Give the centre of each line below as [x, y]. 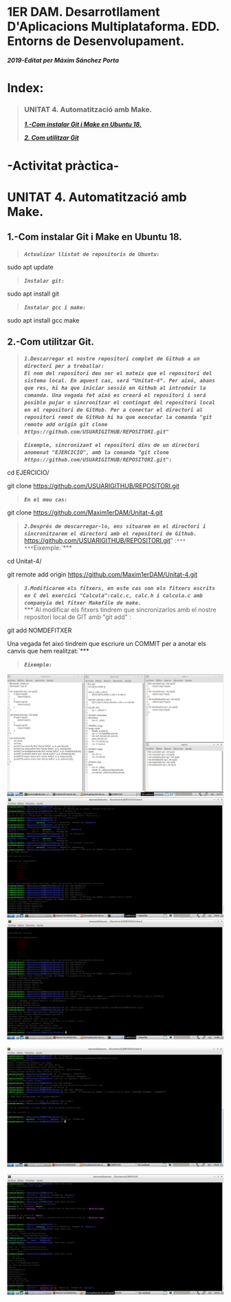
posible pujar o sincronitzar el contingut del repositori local [119, 403]
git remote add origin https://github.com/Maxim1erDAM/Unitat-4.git [102, 574]
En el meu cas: [46, 500]
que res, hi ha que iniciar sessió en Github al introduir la [115, 388]
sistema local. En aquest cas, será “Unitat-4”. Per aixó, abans [119, 381]
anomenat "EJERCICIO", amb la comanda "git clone [97, 453]
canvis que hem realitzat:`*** [48, 651]
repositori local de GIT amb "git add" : [78, 617]
